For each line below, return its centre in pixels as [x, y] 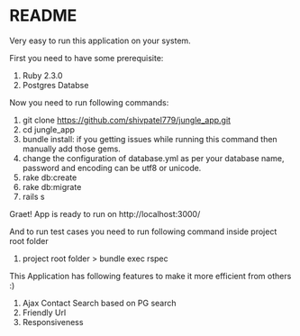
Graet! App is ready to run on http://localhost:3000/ [105, 213]
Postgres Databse [55, 85]
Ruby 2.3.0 [42, 75]
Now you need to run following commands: [89, 102]
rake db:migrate [52, 186]
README [43, 16]
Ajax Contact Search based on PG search [100, 303]
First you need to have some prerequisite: [86, 58]
